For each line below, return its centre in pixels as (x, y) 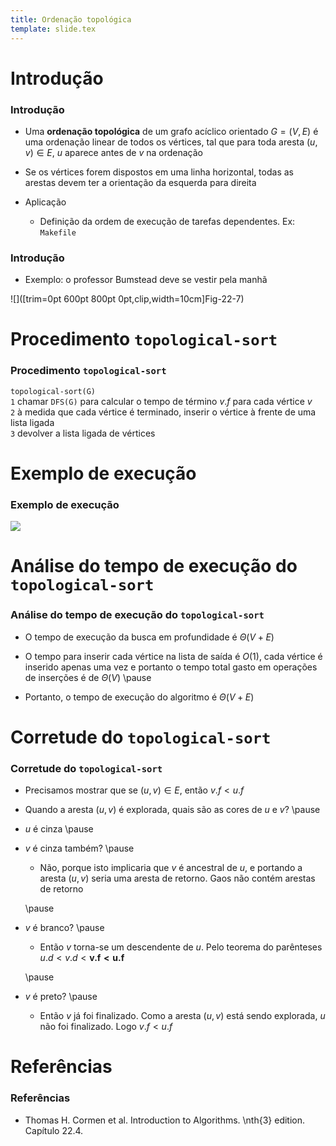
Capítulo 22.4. (54, 1130)
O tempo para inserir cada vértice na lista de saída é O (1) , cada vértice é (173, 656)
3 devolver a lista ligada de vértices (83, 433)
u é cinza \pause (59, 829)
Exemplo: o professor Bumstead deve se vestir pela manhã (146, 280)
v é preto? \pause (61, 997)
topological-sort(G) (53, 391)
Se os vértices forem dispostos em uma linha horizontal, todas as (159, 172)
